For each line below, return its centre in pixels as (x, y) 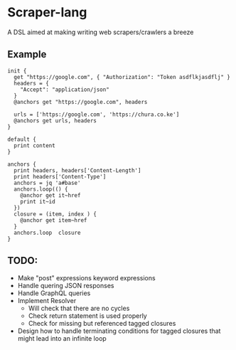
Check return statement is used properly (87, 315)
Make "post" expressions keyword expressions (86, 277)
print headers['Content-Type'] (60, 176)
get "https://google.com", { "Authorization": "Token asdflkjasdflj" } (122, 77)
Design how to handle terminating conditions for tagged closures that (119, 331)
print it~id (38, 201)
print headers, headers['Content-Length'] (77, 170)
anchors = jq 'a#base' (47, 183)
